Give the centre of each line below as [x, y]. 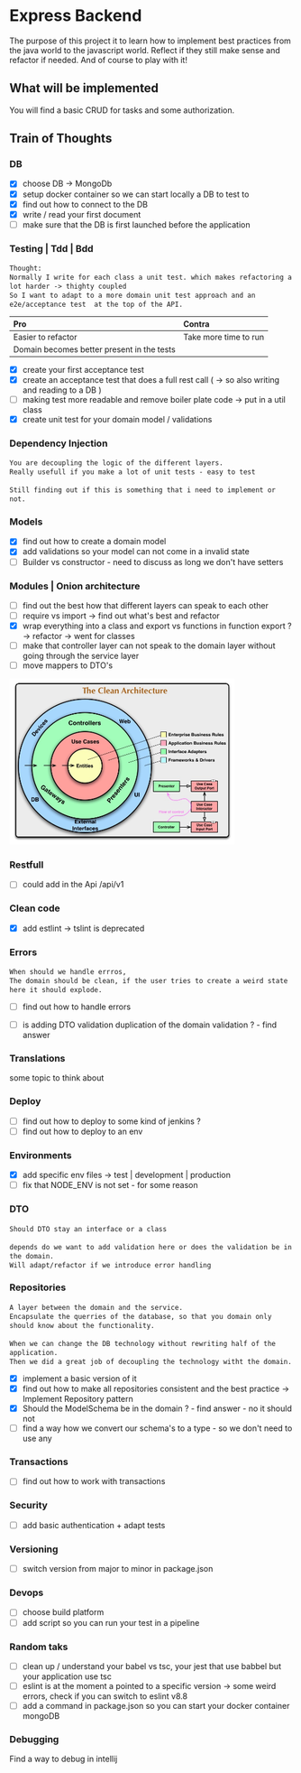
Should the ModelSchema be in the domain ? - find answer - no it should [157, 1408]
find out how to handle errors [77, 1007]
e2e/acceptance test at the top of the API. [96, 305]
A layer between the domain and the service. [96, 1307]
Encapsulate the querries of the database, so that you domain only [141, 1316]
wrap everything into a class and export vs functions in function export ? [157, 626]
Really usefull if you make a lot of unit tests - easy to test [132, 472]
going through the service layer [81, 656]
